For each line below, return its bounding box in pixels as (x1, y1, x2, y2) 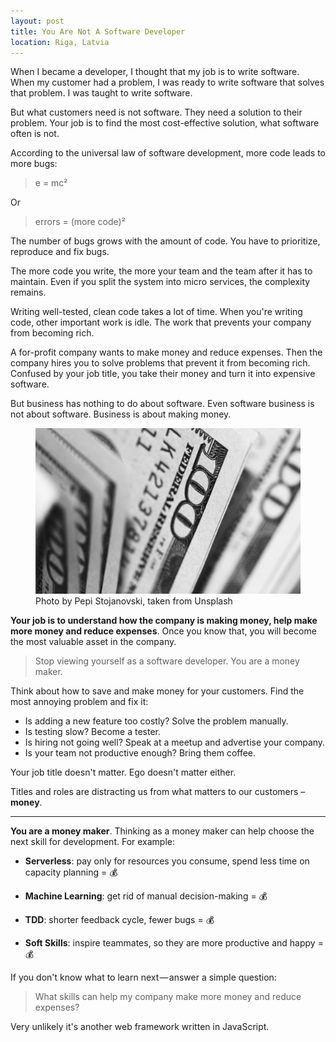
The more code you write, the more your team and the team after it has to (10, 265, 313, 277)
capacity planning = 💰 (24, 866, 118, 879)
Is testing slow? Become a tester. (24, 726, 162, 738)
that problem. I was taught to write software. (10, 87, 193, 99)
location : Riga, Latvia (10, 37, 110, 47)
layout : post (10, 16, 65, 26)
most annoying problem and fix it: (10, 696, 149, 708)
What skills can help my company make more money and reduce (34, 991, 302, 1003)
